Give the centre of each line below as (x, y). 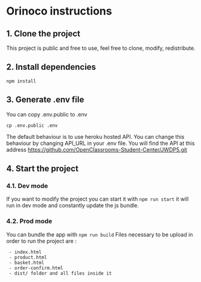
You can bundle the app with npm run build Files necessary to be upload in (100, 234)
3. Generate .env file (45, 100)
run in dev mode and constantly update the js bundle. (73, 206)
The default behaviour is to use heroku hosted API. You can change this (95, 136)
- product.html (28, 257)
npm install (21, 81)
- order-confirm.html (36, 268)
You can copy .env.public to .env (47, 114)
